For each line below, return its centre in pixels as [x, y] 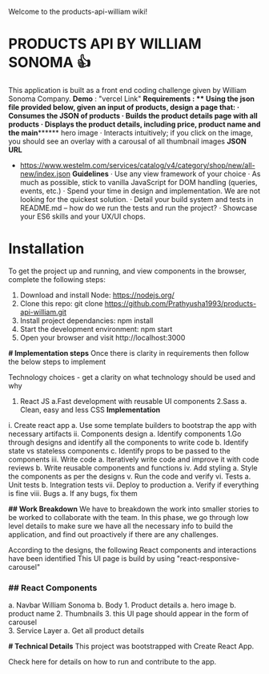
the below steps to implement [57, 361]
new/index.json [45, 174]
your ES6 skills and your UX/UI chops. [82, 216]
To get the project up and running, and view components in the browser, [127, 271]
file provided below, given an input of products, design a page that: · [124, 107]
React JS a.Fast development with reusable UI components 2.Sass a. [133, 401]
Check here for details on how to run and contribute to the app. [112, 662]
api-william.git [43, 312]
